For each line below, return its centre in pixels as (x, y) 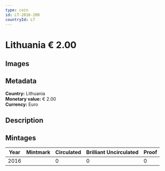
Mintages (21, 138)
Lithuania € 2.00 (41, 45)
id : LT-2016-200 (22, 15)
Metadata (21, 81)
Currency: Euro (22, 104)
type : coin (17, 10)
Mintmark (38, 152)
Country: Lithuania (25, 93)
